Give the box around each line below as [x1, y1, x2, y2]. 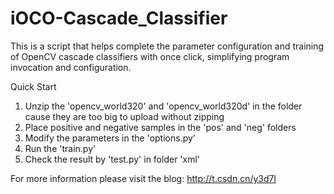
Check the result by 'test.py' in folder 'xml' [24, 153, 201, 165]
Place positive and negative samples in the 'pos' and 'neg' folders [24, 121, 297, 133]
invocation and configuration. [10, 61, 132, 73]
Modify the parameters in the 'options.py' [24, 132, 197, 144]
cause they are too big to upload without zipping [24, 110, 225, 122]
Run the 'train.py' [24, 142, 97, 154]
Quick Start [10, 80, 57, 92]
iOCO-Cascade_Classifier [10, 7, 228, 30]
